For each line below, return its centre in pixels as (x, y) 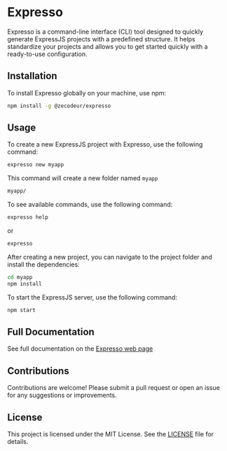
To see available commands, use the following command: (90, 205)
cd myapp (20, 277)
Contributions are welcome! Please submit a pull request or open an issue (114, 388)
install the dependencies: (43, 264)
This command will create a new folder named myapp (83, 178)
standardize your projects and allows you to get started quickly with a (108, 46)
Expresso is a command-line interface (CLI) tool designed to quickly (105, 32)
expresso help (28, 217)
